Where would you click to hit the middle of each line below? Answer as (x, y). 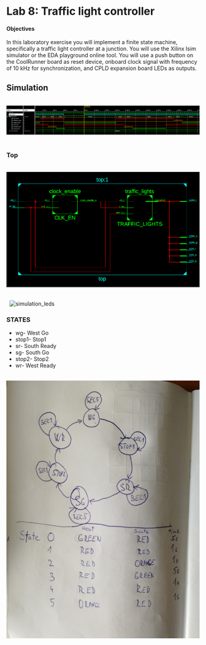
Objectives (21, 28)
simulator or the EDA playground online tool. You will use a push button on (100, 55)
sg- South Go (32, 352)
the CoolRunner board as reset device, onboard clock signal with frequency (102, 62)
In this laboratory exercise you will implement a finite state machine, (92, 42)
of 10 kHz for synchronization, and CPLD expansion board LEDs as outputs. (102, 68)
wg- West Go (32, 333)
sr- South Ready (36, 346)
